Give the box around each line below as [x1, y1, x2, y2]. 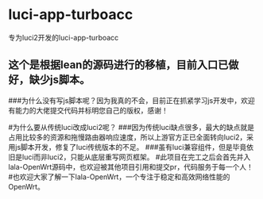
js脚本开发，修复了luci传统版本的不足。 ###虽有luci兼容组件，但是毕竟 [14, 142, 247, 151]
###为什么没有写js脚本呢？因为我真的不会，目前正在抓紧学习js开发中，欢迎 [8, 95, 256, 105]
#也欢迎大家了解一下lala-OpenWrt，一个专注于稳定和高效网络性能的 [8, 172, 230, 182]
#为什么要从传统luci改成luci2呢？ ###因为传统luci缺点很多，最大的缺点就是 [8, 122, 255, 132]
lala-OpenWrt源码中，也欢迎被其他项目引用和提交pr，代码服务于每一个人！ [8, 162, 254, 171]
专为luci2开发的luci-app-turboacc [8, 33, 119, 42]
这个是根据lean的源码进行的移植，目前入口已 [8, 58, 229, 72]
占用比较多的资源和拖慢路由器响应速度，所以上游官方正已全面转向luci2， [8, 132, 247, 142]
